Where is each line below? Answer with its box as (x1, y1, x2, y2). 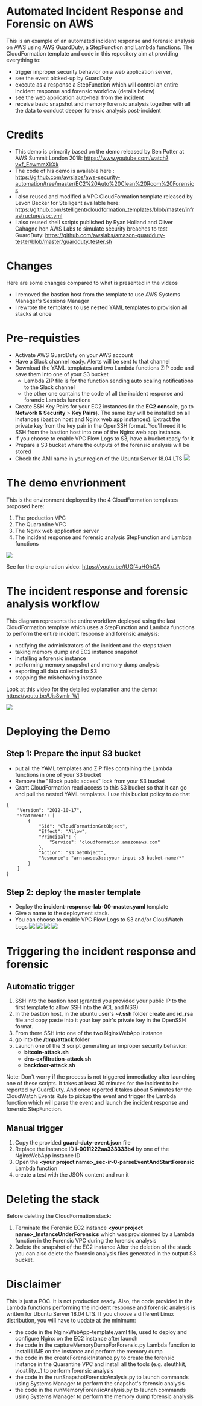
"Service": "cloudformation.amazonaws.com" (49, 839, 161, 845)
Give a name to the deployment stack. (14, 909, 110, 917)
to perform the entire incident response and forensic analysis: (6, 630, 160, 637)
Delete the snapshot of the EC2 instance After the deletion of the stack (14, 1243, 191, 1251)
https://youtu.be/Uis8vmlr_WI (6, 692, 80, 699)
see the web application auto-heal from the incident (14, 94, 144, 101)
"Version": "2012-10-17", (17, 807, 83, 813)
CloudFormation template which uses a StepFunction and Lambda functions (6, 623, 195, 630)
